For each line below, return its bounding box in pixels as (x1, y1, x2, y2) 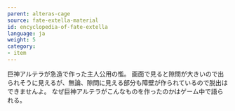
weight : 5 (7, 37, 36, 44)
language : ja (7, 30, 46, 37)
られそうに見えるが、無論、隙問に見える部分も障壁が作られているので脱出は (7, 78, 228, 86)
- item (7, 50, 27, 57)
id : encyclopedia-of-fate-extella (7, 23, 109, 30)
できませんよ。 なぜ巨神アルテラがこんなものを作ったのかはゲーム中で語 (7, 87, 217, 96)
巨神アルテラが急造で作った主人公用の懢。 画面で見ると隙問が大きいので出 (7, 70, 224, 78)
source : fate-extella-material (7, 17, 99, 24)
